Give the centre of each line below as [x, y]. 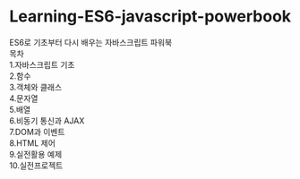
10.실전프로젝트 [36, 165]
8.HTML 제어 [33, 143]
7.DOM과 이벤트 [37, 132]
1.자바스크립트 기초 [42, 64]
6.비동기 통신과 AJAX [47, 120]
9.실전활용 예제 [36, 154]
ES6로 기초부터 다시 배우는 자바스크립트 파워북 [91, 42]
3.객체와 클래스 [36, 87]
